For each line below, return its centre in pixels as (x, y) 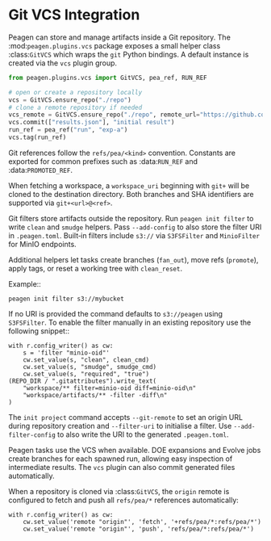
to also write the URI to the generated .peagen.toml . (143, 434)
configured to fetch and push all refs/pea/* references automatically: (124, 500)
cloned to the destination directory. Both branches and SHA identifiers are (131, 194)
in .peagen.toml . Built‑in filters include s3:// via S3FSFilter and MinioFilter (134, 235)
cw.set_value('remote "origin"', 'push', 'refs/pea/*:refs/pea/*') (138, 529)
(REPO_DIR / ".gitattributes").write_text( (83, 381)
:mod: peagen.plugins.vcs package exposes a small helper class (115, 45)
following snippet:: (39, 331)
